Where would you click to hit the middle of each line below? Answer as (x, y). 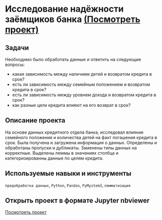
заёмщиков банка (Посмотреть (73, 19)
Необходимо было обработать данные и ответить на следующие (73, 59)
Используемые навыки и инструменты (68, 173)
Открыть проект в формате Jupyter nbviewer (77, 201)
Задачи (17, 48)
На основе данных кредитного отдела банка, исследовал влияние (74, 132)
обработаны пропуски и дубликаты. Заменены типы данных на (71, 148)
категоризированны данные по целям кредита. (54, 158)
